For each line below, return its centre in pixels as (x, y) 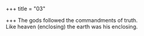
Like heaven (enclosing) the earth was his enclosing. (72, 27)
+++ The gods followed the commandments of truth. (72, 20)
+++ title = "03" (26, 9)
